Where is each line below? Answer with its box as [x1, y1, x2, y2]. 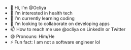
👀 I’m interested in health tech [10, 10, 73, 16]
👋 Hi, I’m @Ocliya [10, 5, 47, 10]
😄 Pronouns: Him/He [10, 33, 55, 39]
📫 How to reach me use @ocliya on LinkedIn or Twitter [10, 26, 126, 32]
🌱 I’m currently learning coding [10, 15, 75, 21]
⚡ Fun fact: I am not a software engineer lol [10, 39, 101, 45]
